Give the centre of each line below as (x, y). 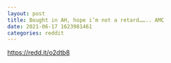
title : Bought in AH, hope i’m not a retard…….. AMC (86, 20)
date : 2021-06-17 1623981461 (50, 26)
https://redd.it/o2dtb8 (39, 53)
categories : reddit (36, 33)
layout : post (26, 13)
